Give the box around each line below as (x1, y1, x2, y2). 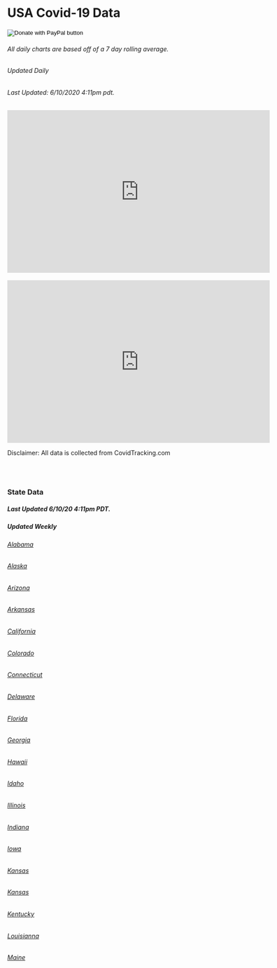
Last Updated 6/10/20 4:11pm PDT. (7, 504, 111, 513)
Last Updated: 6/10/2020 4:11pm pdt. (7, 88, 115, 96)
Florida (7, 714, 28, 722)
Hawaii (7, 758, 28, 766)
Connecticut (7, 671, 43, 679)
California (7, 627, 36, 636)
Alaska (7, 562, 27, 570)
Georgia (7, 736, 31, 744)
